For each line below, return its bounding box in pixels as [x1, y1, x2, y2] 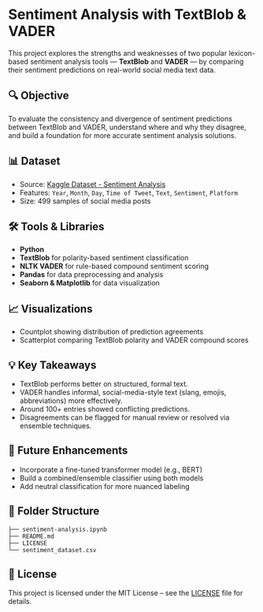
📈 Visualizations [8, 302, 93, 315]
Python [19, 244, 45, 254]
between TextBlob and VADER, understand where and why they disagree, [8, 122, 246, 132]
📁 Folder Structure [8, 505, 100, 518]
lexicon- [228, 48, 256, 58]
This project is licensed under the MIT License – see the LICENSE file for [8, 588, 243, 598]
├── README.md [8, 532, 55, 540]
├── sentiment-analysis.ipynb [8, 525, 108, 533]
